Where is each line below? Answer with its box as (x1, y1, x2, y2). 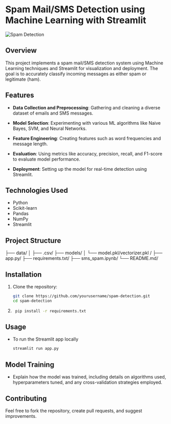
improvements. (5, 413, 37, 419)
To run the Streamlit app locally (12, 336, 79, 342)
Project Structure (5, 236, 61, 245)
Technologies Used (5, 186, 68, 195)
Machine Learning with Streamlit (5, 14, 146, 26)
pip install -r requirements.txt (15, 308, 86, 314)
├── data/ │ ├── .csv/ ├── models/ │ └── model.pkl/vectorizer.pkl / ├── (5, 250, 163, 256)
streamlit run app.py (12, 346, 59, 351)
